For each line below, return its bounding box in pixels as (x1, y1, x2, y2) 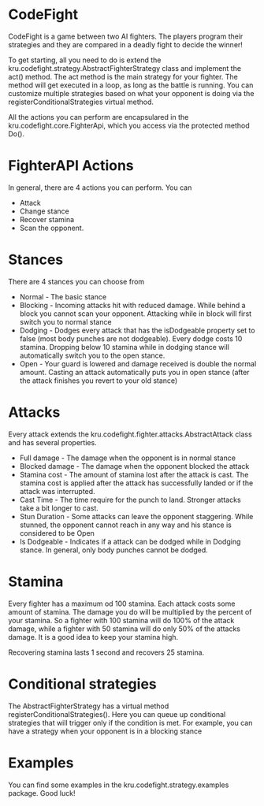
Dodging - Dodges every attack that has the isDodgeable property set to (19, 325, 255, 335)
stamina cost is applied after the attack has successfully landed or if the (19, 478, 254, 488)
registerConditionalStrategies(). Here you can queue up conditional (8, 709, 226, 719)
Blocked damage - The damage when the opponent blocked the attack (19, 461, 250, 470)
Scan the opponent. (19, 223, 84, 232)
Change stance (19, 206, 69, 216)
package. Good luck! (8, 788, 76, 797)
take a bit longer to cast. (19, 503, 99, 513)
